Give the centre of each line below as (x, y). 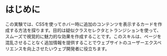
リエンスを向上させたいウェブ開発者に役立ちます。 (57, 49)
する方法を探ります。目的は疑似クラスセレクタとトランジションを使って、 (85, 30)
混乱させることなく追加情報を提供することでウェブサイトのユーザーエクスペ (83, 42)
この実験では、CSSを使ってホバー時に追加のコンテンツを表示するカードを (82, 24)
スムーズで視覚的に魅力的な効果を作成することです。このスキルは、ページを (83, 36)
